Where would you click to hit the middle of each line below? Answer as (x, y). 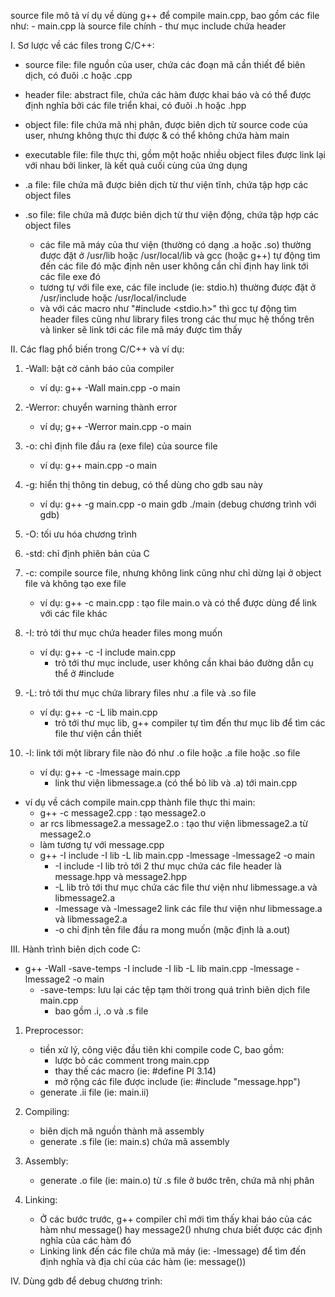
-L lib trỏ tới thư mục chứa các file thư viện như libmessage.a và (186, 887)
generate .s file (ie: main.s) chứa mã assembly (134, 1141)
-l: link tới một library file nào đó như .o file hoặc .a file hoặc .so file (162, 753)
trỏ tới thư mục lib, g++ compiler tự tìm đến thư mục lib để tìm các (190, 723)
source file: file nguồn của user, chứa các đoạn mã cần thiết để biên (165, 64)
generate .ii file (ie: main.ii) (94, 1092)
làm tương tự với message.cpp (102, 844)
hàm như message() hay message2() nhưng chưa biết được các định (181, 1229)
